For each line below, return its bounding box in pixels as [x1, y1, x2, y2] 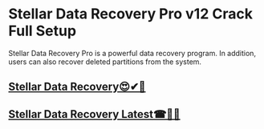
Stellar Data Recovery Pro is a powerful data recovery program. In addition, [8, 48, 257, 58]
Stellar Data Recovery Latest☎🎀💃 [8, 107, 181, 121]
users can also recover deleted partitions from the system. [8, 57, 202, 67]
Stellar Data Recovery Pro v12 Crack [8, 5, 253, 23]
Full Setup [8, 22, 77, 40]
